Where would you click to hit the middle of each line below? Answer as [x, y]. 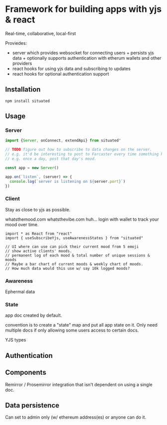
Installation [23, 90]
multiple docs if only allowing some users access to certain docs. [72, 330]
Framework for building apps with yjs [83, 9]
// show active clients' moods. [39, 251]
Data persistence [32, 405]
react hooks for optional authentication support [61, 74]
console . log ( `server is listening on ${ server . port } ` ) [68, 181]
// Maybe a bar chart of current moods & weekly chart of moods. [74, 264]
